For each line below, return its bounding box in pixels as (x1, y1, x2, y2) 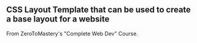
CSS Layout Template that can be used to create (6, 5, 192, 15)
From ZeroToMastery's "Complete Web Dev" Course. (6, 30, 138, 37)
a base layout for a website (6, 14, 110, 24)
